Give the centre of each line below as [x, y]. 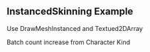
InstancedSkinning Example [70, 12]
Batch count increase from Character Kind [69, 42]
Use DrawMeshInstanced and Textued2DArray [75, 28]
